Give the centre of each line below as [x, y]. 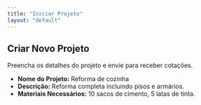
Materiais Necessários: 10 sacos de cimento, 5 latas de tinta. [106, 94]
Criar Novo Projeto [48, 49]
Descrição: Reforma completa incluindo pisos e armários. [100, 86]
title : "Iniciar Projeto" [45, 14]
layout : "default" [34, 20]
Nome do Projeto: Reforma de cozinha [73, 79]
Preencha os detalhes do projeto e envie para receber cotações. [100, 65]
